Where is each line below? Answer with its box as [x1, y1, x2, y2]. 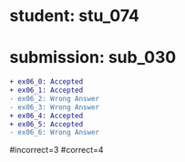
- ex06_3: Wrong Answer [9, 102, 100, 112]
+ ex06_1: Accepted [9, 86, 84, 95]
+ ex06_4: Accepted [9, 111, 84, 120]
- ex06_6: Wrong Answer [9, 128, 100, 137]
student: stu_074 [9, 5, 139, 26]
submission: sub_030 [9, 47, 177, 68]
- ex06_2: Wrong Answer [9, 94, 100, 103]
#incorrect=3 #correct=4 [9, 145, 104, 156]
